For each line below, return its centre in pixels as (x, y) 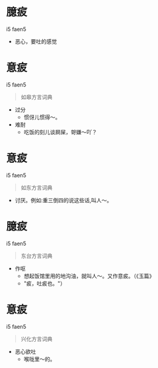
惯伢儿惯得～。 (42, 117)
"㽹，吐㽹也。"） (44, 283)
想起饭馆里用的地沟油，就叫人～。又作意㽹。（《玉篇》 (89, 276)
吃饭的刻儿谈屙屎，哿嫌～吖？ (60, 132)
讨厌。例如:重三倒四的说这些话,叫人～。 (63, 200)
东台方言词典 (36, 256)
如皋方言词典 (36, 97)
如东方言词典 (36, 187)
